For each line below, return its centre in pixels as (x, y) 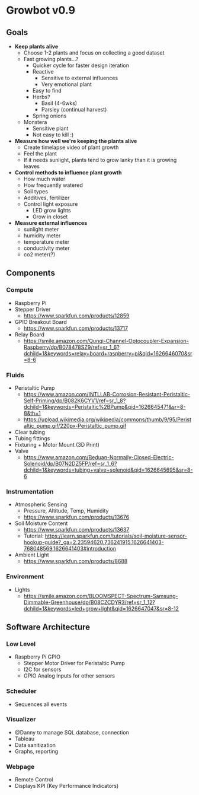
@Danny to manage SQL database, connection (72, 732)
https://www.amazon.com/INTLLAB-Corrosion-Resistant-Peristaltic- (107, 394)
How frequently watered (53, 185)
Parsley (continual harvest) (74, 109)
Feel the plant (40, 154)
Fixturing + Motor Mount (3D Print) (57, 444)
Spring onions (49, 116)
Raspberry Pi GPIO (38, 657)
